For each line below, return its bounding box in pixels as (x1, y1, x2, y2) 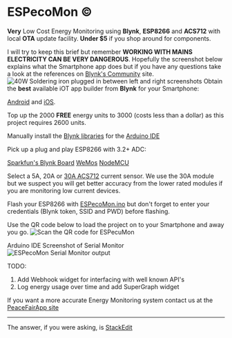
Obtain (203, 77, 223, 85)
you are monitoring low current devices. (7, 186, 121, 195)
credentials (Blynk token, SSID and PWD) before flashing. (7, 207, 171, 215)
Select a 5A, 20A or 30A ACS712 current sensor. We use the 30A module (7, 172, 214, 180)
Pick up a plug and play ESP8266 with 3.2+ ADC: (7, 145, 146, 153)
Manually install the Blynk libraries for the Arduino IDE (7, 132, 160, 140)
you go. (7, 228, 29, 236)
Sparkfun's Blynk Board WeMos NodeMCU (7, 158, 130, 166)
